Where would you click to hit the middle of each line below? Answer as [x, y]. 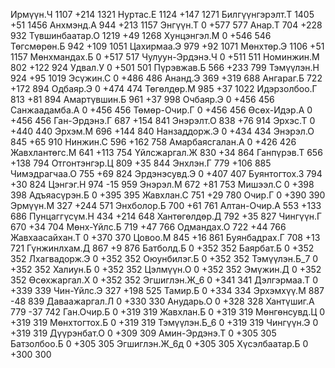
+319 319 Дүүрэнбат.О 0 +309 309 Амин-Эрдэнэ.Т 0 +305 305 [143, 333]
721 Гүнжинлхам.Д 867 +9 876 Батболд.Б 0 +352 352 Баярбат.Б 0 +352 [162, 248]
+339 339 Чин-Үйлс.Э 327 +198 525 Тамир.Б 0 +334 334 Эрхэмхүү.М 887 [167, 290]
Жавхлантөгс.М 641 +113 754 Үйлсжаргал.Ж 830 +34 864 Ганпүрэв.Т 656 [166, 152]
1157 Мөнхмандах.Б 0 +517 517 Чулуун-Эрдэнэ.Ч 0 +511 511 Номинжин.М [165, 57]
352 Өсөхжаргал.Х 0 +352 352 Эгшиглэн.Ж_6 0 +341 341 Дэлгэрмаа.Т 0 [164, 280]
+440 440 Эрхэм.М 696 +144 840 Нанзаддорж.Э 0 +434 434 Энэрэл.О [162, 131]
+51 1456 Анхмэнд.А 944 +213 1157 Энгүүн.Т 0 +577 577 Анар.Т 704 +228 [166, 25]
